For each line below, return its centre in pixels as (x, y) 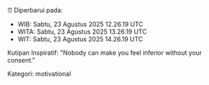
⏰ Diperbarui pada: (35, 10)
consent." (21, 60)
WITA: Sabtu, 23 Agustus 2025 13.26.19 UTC (82, 32)
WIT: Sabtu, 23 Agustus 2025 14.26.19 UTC (80, 39)
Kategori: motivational (39, 74)
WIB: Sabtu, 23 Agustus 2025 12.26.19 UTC (80, 24)
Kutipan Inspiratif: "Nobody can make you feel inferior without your (105, 53)
